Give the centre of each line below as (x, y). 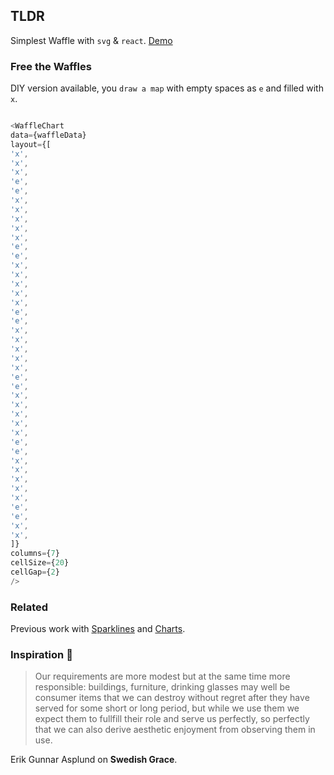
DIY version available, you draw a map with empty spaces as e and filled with (167, 88)
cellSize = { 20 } (40, 563)
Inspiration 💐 (41, 655)
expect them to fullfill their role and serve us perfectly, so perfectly (172, 719)
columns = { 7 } (35, 554)
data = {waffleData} (48, 135)
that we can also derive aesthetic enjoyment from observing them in (175, 730)
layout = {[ (31, 144)
